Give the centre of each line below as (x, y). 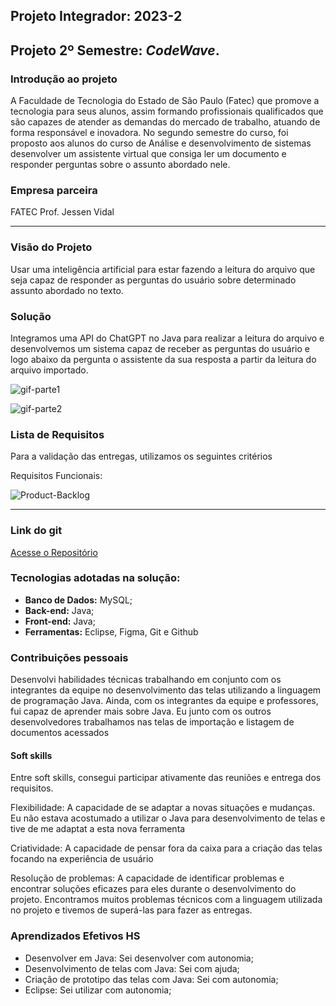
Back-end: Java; (59, 610)
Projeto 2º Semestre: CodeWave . (115, 50)
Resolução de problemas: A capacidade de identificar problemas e (147, 878)
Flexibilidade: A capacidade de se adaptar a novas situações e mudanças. (163, 808)
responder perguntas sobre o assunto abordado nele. (120, 165)
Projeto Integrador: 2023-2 (96, 16)
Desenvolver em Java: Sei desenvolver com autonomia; (139, 958)
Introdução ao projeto (64, 79)
